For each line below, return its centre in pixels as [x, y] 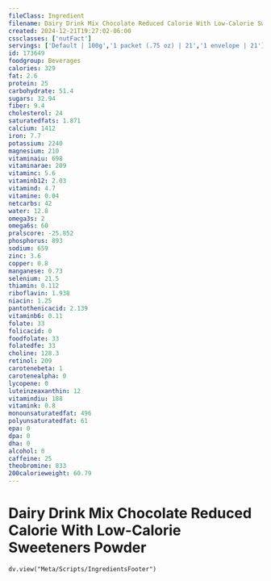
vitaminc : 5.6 [32, 173]
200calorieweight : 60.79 [50, 474]
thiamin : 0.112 [34, 286]
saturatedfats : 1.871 [45, 121]
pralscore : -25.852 [41, 234]
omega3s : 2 [27, 219]
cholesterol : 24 [35, 114]
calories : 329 [32, 69]
